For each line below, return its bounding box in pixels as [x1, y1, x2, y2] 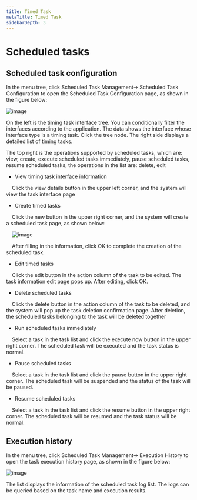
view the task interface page [6, 191, 75, 198]
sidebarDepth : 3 [6, 19, 46, 25]
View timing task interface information [14, 173, 107, 180]
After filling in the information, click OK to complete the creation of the [11, 242, 182, 250]
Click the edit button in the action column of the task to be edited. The [11, 272, 182, 279]
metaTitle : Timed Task [6, 14, 62, 20]
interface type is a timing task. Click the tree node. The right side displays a [6, 132, 189, 139]
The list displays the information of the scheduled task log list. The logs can [6, 481, 189, 488]
